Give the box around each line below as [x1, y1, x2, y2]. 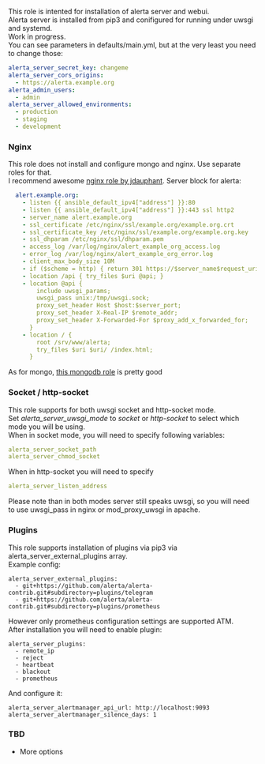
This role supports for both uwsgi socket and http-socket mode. [8, 405, 216, 414]
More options [19, 747, 63, 756]
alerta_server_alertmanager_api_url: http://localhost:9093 [8, 703, 211, 712]
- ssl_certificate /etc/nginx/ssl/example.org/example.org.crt [22, 220, 235, 228]
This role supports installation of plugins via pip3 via [8, 543, 177, 552]
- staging [15, 115, 47, 123]
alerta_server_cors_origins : [8, 71, 104, 79]
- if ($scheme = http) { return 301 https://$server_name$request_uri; [22, 265, 263, 273]
